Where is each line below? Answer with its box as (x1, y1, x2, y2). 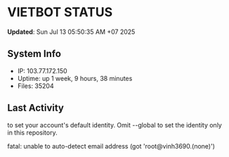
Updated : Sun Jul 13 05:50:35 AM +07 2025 (7, 27, 136, 36)
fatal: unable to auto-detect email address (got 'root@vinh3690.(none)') (7, 142, 216, 150)
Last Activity (7, 102, 65, 114)
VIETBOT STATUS (7, 4, 113, 20)
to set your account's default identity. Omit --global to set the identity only (7, 120, 223, 129)
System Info (7, 48, 62, 60)
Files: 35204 (17, 82, 54, 90)
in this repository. (7, 128, 58, 137)
